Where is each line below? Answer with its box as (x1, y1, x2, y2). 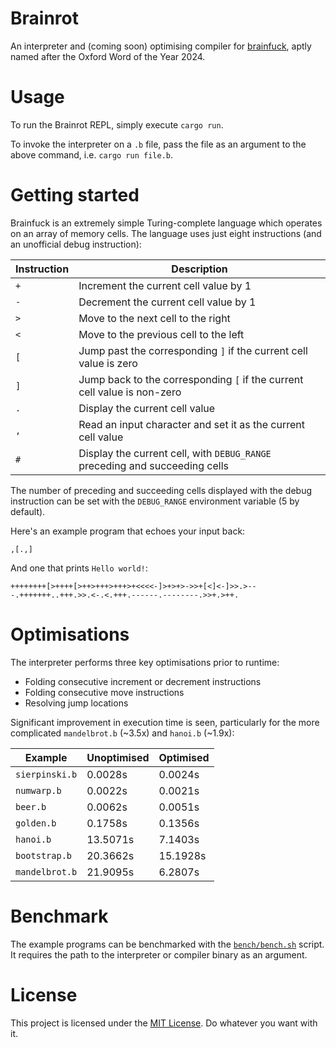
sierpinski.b (15, 768, 78, 780)
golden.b (15, 817, 57, 829)
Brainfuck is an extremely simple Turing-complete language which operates (10, 217, 323, 229)
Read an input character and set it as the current (78, 417, 306, 431)
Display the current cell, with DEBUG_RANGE (78, 446, 272, 460)
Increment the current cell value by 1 (78, 278, 252, 292)
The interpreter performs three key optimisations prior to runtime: (10, 656, 280, 668)
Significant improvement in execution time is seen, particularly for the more (10, 716, 320, 728)
